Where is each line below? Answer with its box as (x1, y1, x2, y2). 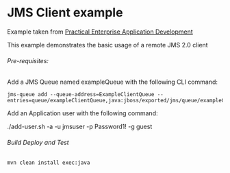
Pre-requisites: (7, 56, 49, 65)
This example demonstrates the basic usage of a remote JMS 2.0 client (7, 41, 208, 49)
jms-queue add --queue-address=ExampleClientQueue (7, 91, 155, 98)
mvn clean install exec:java (7, 159, 90, 166)
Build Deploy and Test (7, 138, 70, 146)
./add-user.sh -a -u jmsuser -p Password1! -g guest (7, 122, 153, 131)
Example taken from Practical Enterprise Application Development (7, 27, 193, 36)
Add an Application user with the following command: (7, 109, 158, 117)
